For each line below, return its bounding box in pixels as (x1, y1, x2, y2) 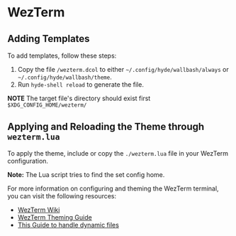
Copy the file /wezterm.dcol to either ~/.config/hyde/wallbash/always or (17, 65, 229, 73)
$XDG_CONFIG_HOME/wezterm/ (7, 102, 87, 109)
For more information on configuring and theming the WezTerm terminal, (7, 184, 219, 193)
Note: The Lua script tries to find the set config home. (7, 170, 165, 178)
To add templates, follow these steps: (7, 51, 117, 60)
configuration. (7, 156, 48, 165)
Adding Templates (7, 33, 90, 45)
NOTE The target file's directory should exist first (7, 94, 151, 102)
